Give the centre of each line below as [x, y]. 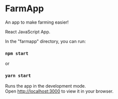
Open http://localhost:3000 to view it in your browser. [59, 91]
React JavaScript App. [28, 32]
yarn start [18, 76]
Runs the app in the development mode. [45, 86]
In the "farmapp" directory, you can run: [45, 41]
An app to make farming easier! [37, 22]
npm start [17, 53]
